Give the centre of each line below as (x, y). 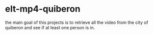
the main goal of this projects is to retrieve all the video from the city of (77, 22)
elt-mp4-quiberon (43, 9)
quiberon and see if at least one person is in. (50, 27)
